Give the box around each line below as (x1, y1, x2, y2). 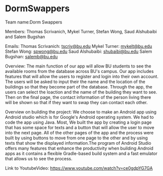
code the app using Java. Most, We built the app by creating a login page (5, 119, 152, 125)
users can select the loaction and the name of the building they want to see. (5, 89, 157, 95)
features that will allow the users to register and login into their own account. (5, 73, 159, 79)
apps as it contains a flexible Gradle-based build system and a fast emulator (5, 150, 158, 156)
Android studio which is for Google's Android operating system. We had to (5, 114, 154, 120)
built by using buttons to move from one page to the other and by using (5, 135, 148, 141)
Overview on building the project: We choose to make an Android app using (5, 109, 157, 115)
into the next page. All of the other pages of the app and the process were (5, 130, 154, 135)
